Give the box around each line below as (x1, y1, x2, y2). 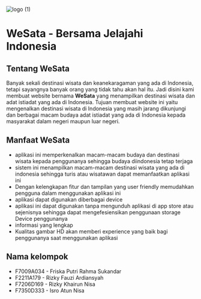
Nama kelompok (6, 251, 68, 262)
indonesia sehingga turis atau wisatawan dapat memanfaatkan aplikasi (14, 170, 190, 177)
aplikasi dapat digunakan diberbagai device (14, 196, 123, 203)
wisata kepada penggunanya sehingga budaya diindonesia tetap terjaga (14, 157, 193, 165)
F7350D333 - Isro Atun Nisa (14, 286, 85, 294)
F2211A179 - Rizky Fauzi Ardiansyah (14, 274, 104, 281)
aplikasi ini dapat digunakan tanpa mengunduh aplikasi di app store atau (14, 202, 194, 209)
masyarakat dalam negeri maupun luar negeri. (6, 118, 120, 125)
